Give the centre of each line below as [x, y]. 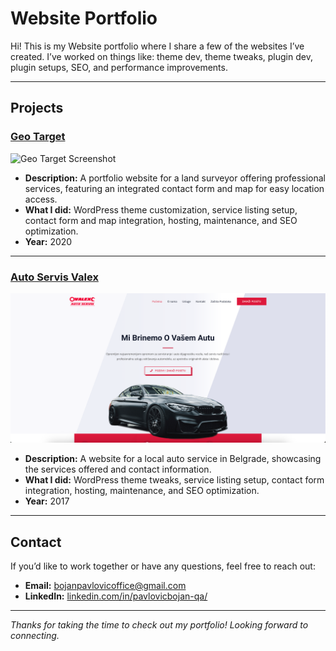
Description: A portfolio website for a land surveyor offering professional [175, 178]
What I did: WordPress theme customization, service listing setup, [161, 209]
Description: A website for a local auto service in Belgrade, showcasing [173, 459]
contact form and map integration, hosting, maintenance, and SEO [161, 220]
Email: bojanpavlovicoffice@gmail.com [105, 585]
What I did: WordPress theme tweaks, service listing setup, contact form [174, 480]
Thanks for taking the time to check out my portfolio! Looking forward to [159, 624]
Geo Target [38, 137]
